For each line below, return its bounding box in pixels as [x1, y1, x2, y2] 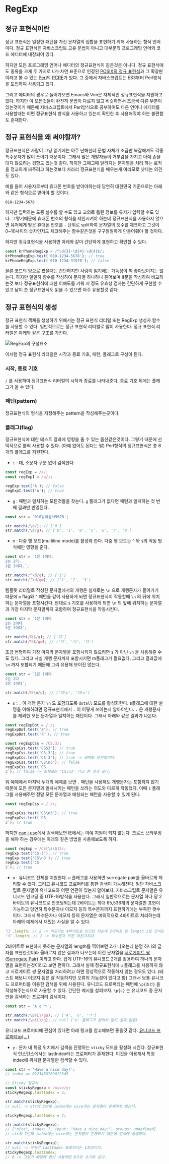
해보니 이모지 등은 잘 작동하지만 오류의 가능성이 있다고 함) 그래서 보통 [14, 974, 150, 981]
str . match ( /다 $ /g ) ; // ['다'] [5, 635, 66, 640]
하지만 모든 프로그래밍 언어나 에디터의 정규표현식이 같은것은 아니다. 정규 [5, 62, 146, 68]
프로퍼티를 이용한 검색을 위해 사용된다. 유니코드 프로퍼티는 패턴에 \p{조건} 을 [10, 981, 161, 987]
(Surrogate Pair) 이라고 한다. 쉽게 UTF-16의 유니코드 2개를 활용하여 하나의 [5, 956, 152, 962]
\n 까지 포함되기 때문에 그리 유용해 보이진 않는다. [5, 661, 101, 668]
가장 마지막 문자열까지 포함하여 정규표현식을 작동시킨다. [10, 606, 120, 612]
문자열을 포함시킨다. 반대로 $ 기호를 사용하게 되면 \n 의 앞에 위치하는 [14, 599, 149, 605]
